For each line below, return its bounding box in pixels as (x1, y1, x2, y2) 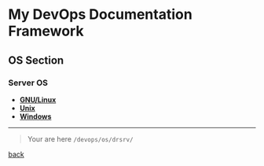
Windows (19, 112, 52, 121)
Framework (8, 22, 84, 40)
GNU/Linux (19, 94, 57, 104)
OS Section (8, 53, 64, 67)
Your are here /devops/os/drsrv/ (27, 134, 134, 143)
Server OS (8, 77, 49, 88)
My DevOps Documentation (8, 6, 192, 24)
